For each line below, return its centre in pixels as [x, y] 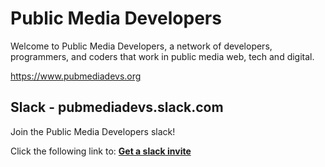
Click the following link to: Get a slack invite [101, 151]
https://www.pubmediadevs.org [76, 76]
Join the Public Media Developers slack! [93, 131]
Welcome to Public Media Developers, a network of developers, [141, 46]
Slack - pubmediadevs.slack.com [117, 107]
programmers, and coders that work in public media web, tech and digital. [162, 56]
